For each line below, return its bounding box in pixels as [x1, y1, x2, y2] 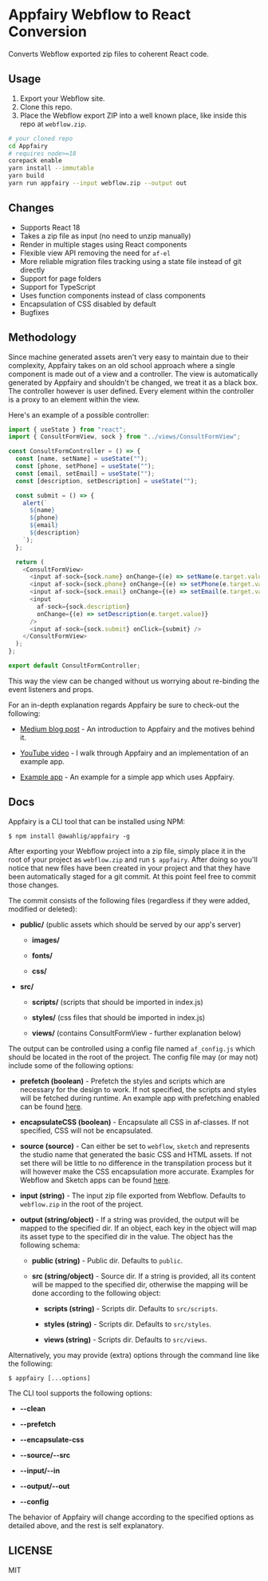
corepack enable [8, 157, 62, 165]
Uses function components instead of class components [19, 290, 206, 300]
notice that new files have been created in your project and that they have [8, 863, 251, 873]
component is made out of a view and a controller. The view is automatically [8, 369, 258, 378]
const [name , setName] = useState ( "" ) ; [15, 454, 148, 463]
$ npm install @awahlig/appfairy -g [8, 832, 130, 840]
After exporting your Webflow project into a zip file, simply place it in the [8, 846, 246, 855]
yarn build [8, 172, 45, 180]
